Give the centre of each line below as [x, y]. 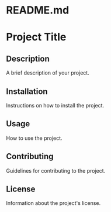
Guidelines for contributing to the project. [56, 170]
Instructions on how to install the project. [55, 105]
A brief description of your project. [48, 73]
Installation [27, 91]
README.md [38, 10]
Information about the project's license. [53, 203]
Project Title [36, 37]
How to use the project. [34, 138]
